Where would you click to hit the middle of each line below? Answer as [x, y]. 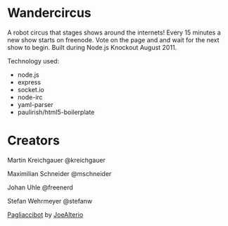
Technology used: [33, 61]
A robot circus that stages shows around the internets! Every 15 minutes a [114, 32]
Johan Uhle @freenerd [40, 187]
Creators [33, 140]
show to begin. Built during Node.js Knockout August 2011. [92, 47]
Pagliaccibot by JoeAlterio [45, 214]
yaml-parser [36, 104]
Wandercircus [49, 13]
